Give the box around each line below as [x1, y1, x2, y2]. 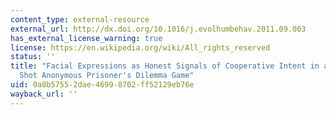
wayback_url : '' [10, 89, 78, 99]
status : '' [10, 52, 56, 62]
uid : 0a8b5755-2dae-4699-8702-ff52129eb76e [10, 80, 195, 90]
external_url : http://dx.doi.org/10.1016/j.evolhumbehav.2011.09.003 [10, 24, 307, 34]
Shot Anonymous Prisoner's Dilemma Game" [19, 71, 195, 81]
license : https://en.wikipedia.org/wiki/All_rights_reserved [10, 42, 271, 53]
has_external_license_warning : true [10, 33, 163, 43]
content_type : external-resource [10, 14, 150, 25]
